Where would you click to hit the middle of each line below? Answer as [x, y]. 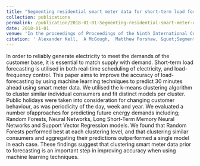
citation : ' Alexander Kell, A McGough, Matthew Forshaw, [82, 39]
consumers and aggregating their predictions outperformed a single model [98, 138]
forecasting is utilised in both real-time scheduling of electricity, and [90, 68]
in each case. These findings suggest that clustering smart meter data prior [99, 144]
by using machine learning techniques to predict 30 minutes [109, 81]
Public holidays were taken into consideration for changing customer [90, 100]
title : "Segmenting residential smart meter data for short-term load [96, 12]
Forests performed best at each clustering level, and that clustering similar [97, 132]
